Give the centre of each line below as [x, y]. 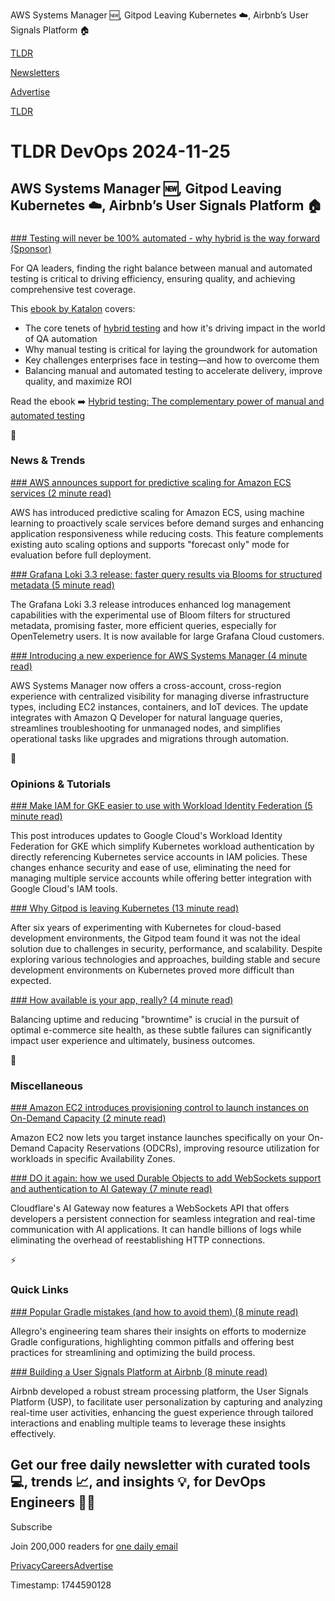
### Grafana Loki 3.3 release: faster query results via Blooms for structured [166, 574]
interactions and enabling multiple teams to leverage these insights [148, 1423]
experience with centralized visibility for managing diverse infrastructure [160, 696]
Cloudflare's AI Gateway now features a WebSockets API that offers [150, 1208]
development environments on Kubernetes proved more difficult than [152, 970]
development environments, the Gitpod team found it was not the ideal [155, 938]
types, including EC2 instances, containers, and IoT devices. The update [159, 706]
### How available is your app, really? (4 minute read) [122, 1000]
